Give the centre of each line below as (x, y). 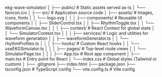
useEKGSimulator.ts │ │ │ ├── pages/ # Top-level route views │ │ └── (76, 49)
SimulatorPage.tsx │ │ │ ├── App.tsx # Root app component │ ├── (72, 54)
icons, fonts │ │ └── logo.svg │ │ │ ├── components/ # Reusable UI (74, 18)
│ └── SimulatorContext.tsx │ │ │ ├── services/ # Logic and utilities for (77, 33)
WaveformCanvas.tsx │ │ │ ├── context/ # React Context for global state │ (80, 28)
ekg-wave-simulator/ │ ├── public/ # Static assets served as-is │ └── (75, 8)
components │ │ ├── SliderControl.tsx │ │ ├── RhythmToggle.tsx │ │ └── (80, 23)
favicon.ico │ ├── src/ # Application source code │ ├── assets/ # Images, (79, 13)
